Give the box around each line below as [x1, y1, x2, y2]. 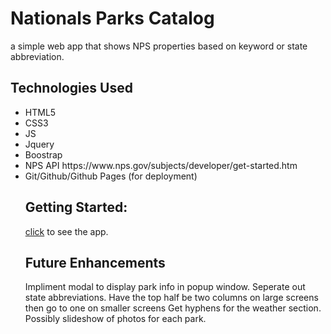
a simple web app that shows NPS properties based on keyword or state [10, 40, 308, 52]
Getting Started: [24, 199, 128, 216]
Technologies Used [10, 80, 133, 97]
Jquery [24, 138, 55, 150]
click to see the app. [24, 225, 109, 237]
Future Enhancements [24, 254, 166, 271]
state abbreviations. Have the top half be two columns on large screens [24, 292, 319, 304]
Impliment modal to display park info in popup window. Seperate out [24, 281, 306, 293]
